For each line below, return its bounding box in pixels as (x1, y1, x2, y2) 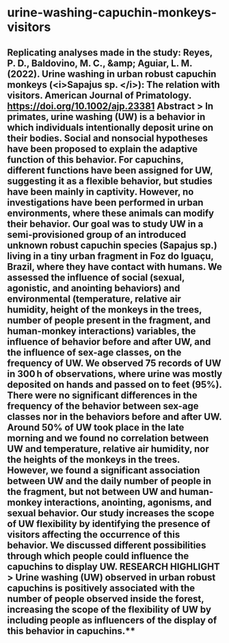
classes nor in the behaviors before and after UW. (7, 411, 222, 422)
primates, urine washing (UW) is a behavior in (7, 111, 206, 123)
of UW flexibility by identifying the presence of (7, 518, 211, 529)
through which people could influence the (7, 550, 189, 561)
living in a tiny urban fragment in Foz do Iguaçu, (7, 250, 214, 262)
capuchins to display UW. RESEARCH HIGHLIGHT (7, 561, 220, 572)
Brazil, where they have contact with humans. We (7, 260, 222, 272)
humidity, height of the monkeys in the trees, (7, 304, 202, 315)
